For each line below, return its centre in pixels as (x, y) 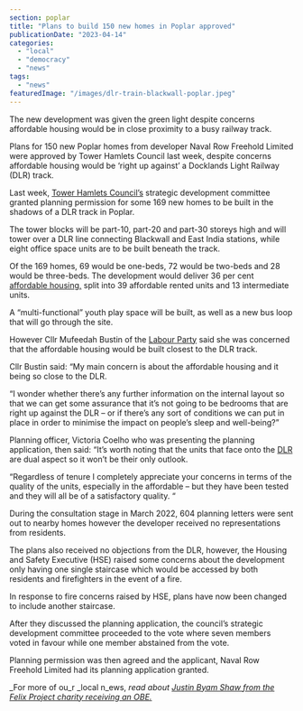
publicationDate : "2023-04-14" (68, 34)
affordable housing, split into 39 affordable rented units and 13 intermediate (149, 285)
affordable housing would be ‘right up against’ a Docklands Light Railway (144, 165)
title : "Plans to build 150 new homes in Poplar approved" (123, 26)
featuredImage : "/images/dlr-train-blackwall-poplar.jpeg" (123, 93)
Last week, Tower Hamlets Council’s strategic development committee (140, 192)
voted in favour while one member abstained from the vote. (119, 642)
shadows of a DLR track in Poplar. (72, 211)
